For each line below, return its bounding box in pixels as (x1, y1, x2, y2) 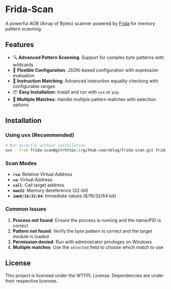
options (12, 102, 29, 108)
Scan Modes (5, 160, 37, 167)
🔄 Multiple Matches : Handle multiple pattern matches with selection (12, 96, 156, 102)
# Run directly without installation (5, 143, 85, 148)
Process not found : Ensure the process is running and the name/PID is (12, 217, 161, 223)
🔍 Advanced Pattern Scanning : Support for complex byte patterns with (12, 54, 164, 60)
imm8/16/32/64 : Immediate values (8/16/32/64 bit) (12, 193, 117, 199)
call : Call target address (12, 182, 65, 188)
